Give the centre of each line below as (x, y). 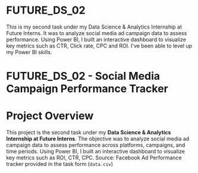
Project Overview (50, 116)
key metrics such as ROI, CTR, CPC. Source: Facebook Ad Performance (94, 158)
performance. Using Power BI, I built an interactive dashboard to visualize (96, 39)
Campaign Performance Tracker (87, 89)
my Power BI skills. (29, 52)
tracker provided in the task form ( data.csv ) (60, 164)
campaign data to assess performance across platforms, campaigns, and (96, 145)
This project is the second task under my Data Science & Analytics (89, 133)
